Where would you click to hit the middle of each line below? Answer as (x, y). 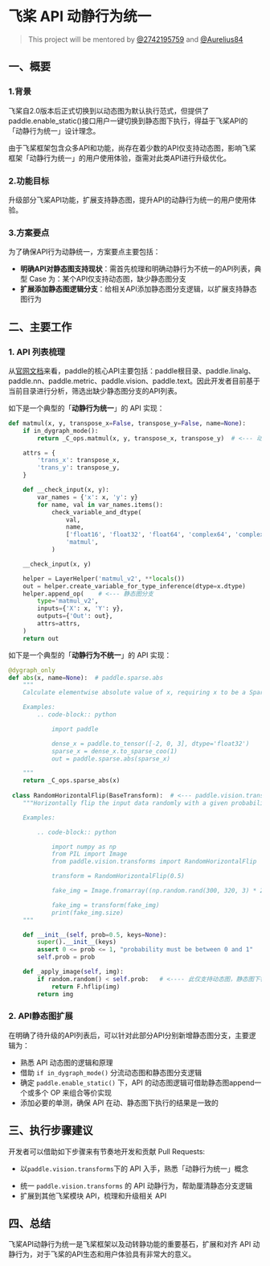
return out (41, 638)
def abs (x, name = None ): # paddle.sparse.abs (86, 678)
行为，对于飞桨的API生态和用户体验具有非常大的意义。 (105, 1254)
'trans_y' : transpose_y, (79, 468)
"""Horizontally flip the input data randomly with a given (125, 803)
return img (55, 994)
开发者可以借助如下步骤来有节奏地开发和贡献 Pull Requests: (107, 1151)
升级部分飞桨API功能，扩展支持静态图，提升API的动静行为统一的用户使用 (129, 200)
